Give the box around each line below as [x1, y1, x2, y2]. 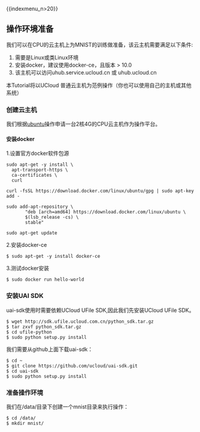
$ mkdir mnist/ [6, 420, 44, 426]
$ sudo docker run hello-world [6, 276, 84, 283]
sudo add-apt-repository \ [6, 204, 74, 210]
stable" [25, 219, 44, 226]
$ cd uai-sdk [6, 368, 39, 374]
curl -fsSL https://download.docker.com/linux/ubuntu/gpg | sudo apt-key [6, 188, 195, 194]
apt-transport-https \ [11, 167, 68, 173]
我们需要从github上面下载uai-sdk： [6, 345, 93, 353]
